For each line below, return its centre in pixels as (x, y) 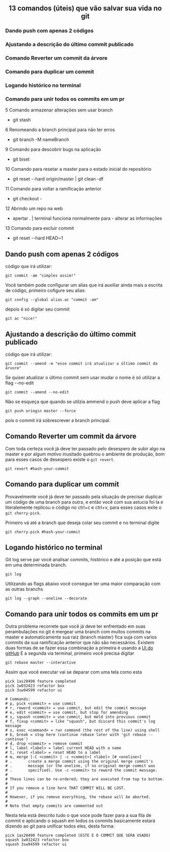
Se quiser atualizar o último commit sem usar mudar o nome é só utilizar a (83, 377)
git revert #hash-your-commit (37, 469)
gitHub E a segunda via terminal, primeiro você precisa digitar (70, 653)
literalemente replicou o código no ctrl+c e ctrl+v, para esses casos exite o (83, 507)
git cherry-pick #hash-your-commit (43, 532)
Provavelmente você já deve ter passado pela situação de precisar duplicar (84, 496)
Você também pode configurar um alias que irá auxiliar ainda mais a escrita (84, 285)
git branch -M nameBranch (41, 140)
